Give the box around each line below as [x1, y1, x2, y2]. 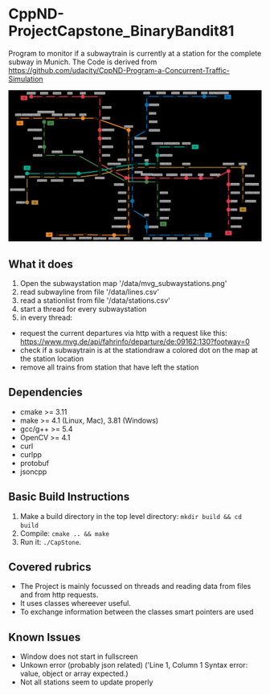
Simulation [8, 74, 43, 84]
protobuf [19, 458, 50, 468]
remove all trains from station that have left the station [19, 362, 199, 372]
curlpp [19, 449, 43, 459]
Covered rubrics [8, 560, 92, 574]
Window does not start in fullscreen [19, 652, 138, 661]
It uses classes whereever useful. [19, 599, 131, 608]
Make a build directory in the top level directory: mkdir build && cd [19, 511, 243, 521]
